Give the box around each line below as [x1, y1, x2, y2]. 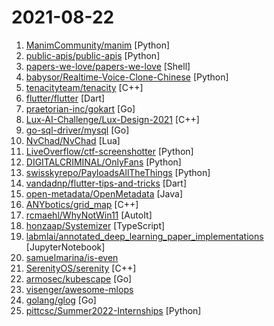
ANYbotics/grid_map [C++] [25, 198, 139, 210]
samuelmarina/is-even [25, 251, 119, 263]
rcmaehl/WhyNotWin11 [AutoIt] [25, 209, 153, 221]
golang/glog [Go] [25, 294, 97, 306]
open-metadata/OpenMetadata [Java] [25, 187, 184, 200]
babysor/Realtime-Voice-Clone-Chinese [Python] [25, 71, 229, 83]
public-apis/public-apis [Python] [25, 49, 161, 61]
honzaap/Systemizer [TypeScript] [25, 219, 166, 231]
